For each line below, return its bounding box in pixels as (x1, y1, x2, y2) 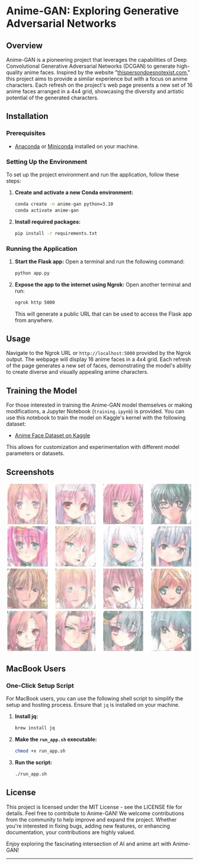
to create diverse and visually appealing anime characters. (6, 369, 149, 376)
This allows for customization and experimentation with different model (6, 443, 179, 451)
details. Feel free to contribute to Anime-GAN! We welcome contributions (6, 810, 185, 817)
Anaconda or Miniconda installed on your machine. (14, 143, 139, 150)
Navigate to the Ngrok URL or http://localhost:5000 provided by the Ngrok (6, 350, 191, 357)
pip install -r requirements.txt (14, 230, 98, 236)
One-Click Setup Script (6, 682, 74, 690)
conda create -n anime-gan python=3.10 (14, 201, 114, 207)
